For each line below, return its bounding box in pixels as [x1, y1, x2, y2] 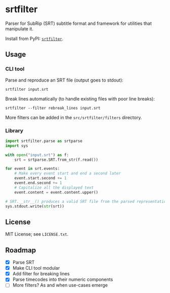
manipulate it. [5, 25, 34, 31]
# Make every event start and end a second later [14, 171, 121, 176]
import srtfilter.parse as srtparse [5, 138, 82, 143]
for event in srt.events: [5, 166, 60, 171]
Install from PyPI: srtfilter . [5, 35, 64, 42]
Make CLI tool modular [12, 265, 60, 271]
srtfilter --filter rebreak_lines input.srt [5, 105, 101, 111]
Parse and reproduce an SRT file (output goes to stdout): [5, 77, 124, 83]
